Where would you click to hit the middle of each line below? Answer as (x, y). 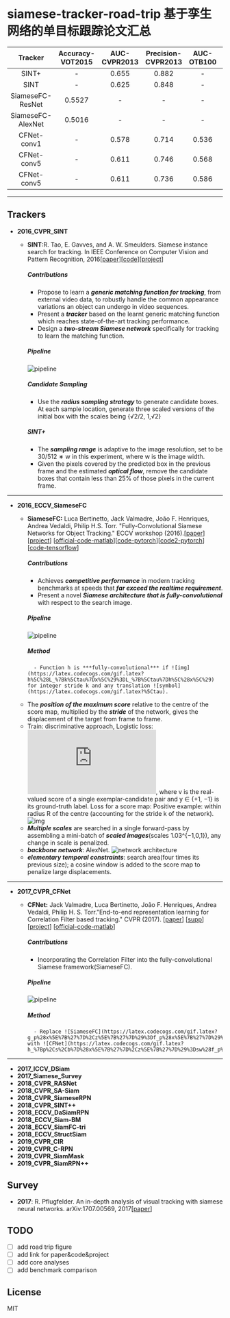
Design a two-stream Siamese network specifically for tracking (128, 328)
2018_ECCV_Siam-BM (49, 1120)
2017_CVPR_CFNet (44, 891)
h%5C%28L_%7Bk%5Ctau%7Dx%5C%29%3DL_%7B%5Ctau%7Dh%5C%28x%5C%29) (121, 680)
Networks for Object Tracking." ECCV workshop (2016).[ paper (115, 533)
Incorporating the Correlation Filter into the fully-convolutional (125, 959)
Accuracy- (76, 53)
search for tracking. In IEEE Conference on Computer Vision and (118, 251)
